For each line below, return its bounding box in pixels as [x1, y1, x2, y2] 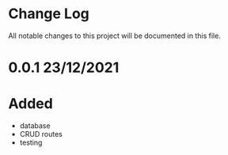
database [19, 121, 51, 130]
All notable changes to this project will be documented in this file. [8, 31, 222, 40]
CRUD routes [19, 130, 63, 139]
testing [19, 138, 43, 147]
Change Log [8, 5, 89, 23]
